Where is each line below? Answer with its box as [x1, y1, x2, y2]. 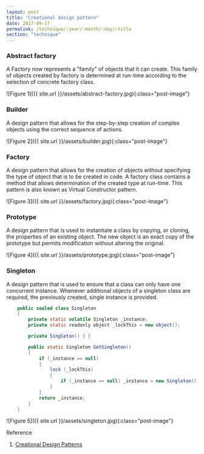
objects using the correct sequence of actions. [6, 125, 123, 133]
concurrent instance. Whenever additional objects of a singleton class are [6, 287, 191, 294]
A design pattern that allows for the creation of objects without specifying [6, 167, 191, 174]
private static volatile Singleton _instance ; [28, 316, 148, 323]
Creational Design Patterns [15, 441, 83, 448]
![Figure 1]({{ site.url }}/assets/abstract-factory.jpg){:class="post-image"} [6, 90, 190, 97]
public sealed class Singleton [17, 305, 97, 311]
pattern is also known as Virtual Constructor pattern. [6, 186, 138, 194]
